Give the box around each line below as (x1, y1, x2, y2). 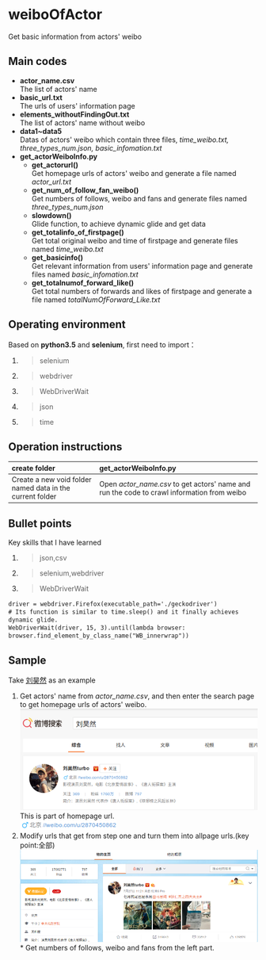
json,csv (39, 553, 67, 563)
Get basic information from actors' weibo (8, 32, 142, 41)
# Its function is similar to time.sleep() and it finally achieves (8, 608, 239, 616)
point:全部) (19, 840, 55, 850)
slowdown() (31, 210, 72, 220)
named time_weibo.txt (31, 244, 104, 254)
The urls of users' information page (19, 101, 136, 110)
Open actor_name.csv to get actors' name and (99, 479, 251, 488)
